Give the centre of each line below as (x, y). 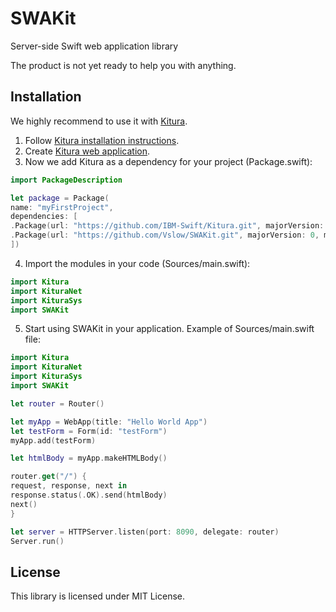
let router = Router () (57, 403)
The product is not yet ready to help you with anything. (123, 65)
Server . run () (37, 541)
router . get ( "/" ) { (48, 477)
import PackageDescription (66, 180)
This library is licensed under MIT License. (98, 596)
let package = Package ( (60, 198)
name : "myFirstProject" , (62, 207)
